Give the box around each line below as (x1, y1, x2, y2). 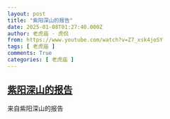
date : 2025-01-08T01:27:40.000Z (7, 23, 103, 30)
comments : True (7, 50, 52, 57)
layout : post (7, 10, 46, 18)
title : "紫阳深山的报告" (7, 17, 73, 24)
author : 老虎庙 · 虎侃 (7, 30, 69, 37)
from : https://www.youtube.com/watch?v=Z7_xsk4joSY (7, 37, 163, 44)
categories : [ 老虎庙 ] (7, 56, 74, 63)
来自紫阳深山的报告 (7, 104, 64, 113)
